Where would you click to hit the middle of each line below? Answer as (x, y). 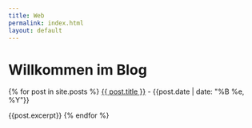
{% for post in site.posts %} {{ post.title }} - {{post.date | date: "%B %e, (126, 91)
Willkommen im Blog (78, 70)
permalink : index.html (46, 23)
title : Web (26, 16)
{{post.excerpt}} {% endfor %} (59, 115)
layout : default (35, 30)
